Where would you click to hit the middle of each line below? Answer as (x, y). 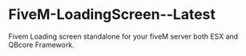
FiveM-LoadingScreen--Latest (112, 15)
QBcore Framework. (41, 44)
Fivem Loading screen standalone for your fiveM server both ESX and (123, 36)
